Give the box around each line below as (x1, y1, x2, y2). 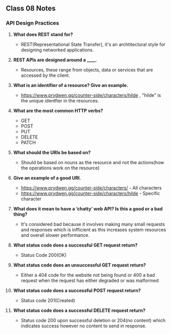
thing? (13, 211, 28, 217)
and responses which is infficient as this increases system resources (20, 226, 166, 233)
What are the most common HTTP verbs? (13, 108, 103, 114)
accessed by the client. (20, 72, 70, 78)
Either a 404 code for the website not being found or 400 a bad (20, 272, 155, 278)
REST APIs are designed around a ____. (13, 57, 97, 63)
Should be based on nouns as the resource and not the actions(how (20, 159, 164, 165)
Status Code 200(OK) (20, 252, 67, 258)
